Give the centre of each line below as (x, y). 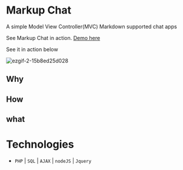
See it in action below (32, 49)
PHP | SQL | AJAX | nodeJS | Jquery (53, 161)
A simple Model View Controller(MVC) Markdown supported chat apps (92, 26)
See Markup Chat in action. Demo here (53, 38)
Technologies (40, 144)
